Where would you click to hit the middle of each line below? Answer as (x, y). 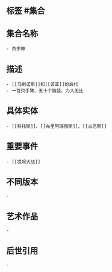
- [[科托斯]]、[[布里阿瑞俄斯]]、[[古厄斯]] (57, 126)
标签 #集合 (26, 11)
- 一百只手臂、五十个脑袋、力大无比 (45, 91)
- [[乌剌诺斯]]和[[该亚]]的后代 (42, 85)
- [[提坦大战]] (23, 162)
